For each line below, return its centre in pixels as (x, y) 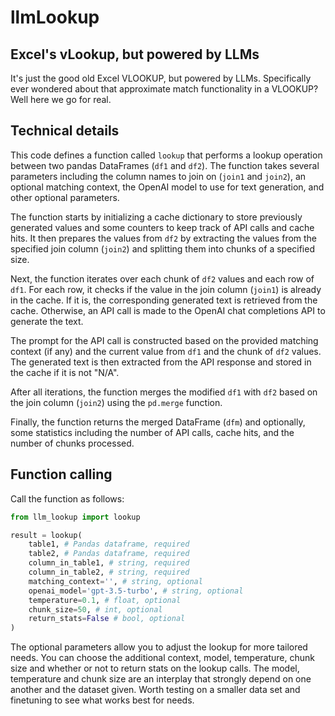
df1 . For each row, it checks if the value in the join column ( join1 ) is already (166, 289)
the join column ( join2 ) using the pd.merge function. (116, 402)
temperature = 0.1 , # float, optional (105, 600)
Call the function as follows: (67, 498)
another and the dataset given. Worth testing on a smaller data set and (155, 690)
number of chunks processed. (72, 443)
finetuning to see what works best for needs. (102, 700)
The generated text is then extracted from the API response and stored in (161, 362)
